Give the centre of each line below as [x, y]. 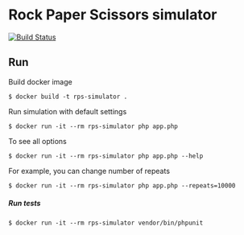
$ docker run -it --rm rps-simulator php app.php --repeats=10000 [122, 186]
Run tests [25, 204]
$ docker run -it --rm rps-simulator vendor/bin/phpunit [106, 223]
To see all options [37, 141]
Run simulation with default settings [68, 111]
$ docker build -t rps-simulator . [68, 97]
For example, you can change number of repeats [89, 171]
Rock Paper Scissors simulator [113, 15]
